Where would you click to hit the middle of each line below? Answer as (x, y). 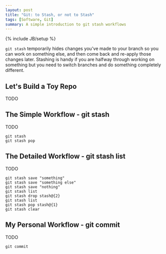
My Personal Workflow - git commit (63, 225)
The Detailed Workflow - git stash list (65, 156)
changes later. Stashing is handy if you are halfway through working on (80, 60)
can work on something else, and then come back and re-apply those (78, 54)
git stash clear (22, 209)
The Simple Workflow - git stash (57, 115)
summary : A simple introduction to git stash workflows (66, 24)
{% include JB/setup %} (31, 39)
